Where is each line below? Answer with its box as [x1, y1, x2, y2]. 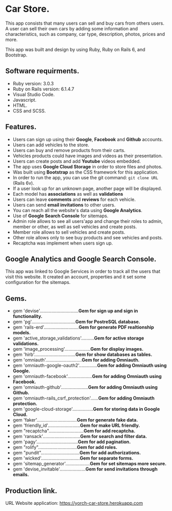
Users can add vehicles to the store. [12, 142, 90, 148]
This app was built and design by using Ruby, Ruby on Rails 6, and [5, 46, 145, 52]
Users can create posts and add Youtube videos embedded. [12, 158, 141, 164]
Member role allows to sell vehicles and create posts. [12, 229, 126, 235]
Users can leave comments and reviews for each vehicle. [12, 196, 136, 202]
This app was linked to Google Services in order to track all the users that [5, 268, 161, 275]
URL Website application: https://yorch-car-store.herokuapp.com [5, 500, 143, 506]
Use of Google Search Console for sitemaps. [12, 213, 109, 219]
